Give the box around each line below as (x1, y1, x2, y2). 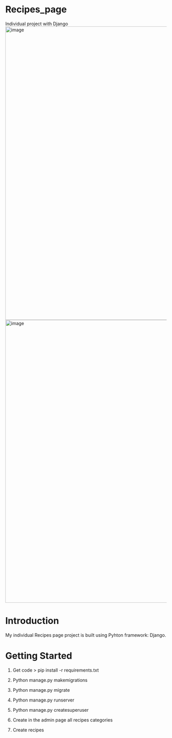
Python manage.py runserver (12, 697, 75, 703)
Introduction (5, 615, 59, 627)
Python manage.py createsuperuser (12, 707, 89, 713)
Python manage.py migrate (12, 687, 70, 693)
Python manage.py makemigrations (12, 677, 88, 683)
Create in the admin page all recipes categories (12, 716, 113, 723)
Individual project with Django (5, 21, 68, 27)
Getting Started (5, 650, 73, 662)
